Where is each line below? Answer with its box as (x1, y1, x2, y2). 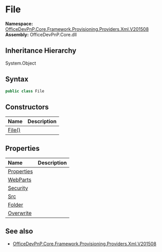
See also (5, 227, 33, 236)
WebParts (8, 176, 32, 183)
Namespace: (5, 21, 33, 27)
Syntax (5, 75, 29, 84)
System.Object (5, 60, 36, 66)
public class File (5, 88, 44, 93)
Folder (8, 201, 24, 208)
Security (8, 185, 28, 192)
